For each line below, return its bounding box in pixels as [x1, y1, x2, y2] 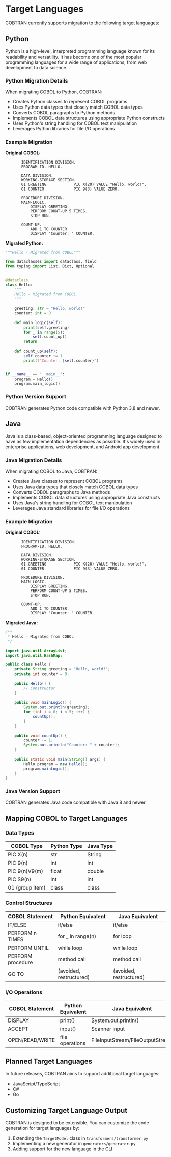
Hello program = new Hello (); [23, 761, 88, 767]
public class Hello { [5, 662, 51, 667]
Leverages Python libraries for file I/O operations [12, 126, 115, 132]
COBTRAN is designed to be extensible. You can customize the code [5, 1119, 149, 1126]
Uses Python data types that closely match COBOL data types [12, 104, 144, 110]
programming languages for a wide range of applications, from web [5, 59, 147, 65]
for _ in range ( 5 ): [23, 330, 65, 335]
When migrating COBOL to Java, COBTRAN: [5, 468, 98, 474]
